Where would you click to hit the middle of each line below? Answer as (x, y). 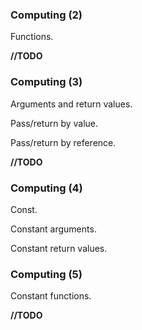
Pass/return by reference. (63, 142)
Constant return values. (59, 248)
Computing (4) (46, 188)
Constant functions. (51, 296)
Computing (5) (46, 274)
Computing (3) (46, 82)
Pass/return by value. (54, 123)
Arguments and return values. (71, 104)
